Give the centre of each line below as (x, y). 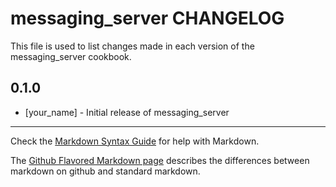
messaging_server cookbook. (71, 56)
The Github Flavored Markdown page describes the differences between (160, 160)
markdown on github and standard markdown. (105, 171)
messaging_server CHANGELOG (147, 18)
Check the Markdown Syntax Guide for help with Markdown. (135, 141)
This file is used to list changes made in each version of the (132, 46)
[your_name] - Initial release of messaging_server (127, 112)
